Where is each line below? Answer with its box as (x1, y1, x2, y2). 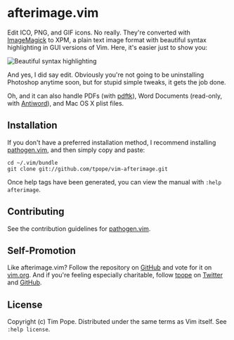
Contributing (7, 206, 65, 218)
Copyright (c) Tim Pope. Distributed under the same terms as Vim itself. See (7, 317, 227, 326)
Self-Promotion (7, 244, 76, 256)
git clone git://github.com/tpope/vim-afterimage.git (7, 165, 169, 172)
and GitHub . (7, 278, 42, 287)
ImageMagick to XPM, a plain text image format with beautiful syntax (7, 35, 207, 44)
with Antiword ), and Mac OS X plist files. (7, 99, 124, 107)
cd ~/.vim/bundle (7, 159, 58, 166)
